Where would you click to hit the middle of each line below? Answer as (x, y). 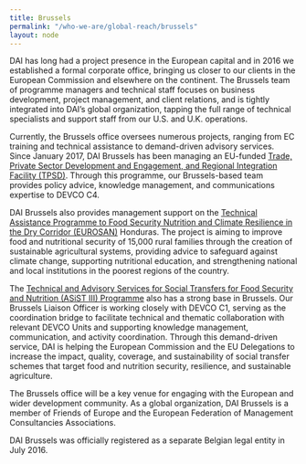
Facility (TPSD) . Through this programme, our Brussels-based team (136, 175)
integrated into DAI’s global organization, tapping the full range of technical (151, 110)
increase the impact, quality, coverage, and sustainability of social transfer (149, 356)
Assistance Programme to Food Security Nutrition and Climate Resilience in (151, 222)
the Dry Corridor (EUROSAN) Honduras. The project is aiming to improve (146, 232)
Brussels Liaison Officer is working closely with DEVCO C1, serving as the (148, 308)
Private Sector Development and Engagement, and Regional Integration (143, 166)
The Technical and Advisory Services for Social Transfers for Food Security (152, 289)
